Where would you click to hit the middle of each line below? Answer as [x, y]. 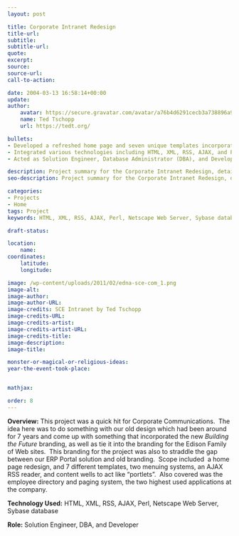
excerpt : [20, 60]
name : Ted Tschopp [47, 120]
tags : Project [28, 211]
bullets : [20, 139]
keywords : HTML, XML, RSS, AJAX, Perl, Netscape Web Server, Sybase [111, 218]
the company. [27, 489]
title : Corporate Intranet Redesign [62, 27]
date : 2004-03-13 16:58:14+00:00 [57, 93]
